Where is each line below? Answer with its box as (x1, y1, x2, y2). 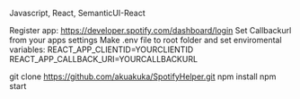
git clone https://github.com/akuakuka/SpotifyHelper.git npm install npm (9, 71, 277, 82)
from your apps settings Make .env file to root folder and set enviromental (9, 35, 282, 45)
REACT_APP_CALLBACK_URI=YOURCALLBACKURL (9, 54, 199, 64)
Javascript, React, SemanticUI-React (9, 8, 146, 18)
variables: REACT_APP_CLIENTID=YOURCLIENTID (9, 44, 194, 55)
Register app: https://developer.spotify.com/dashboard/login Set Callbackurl (9, 25, 292, 35)
